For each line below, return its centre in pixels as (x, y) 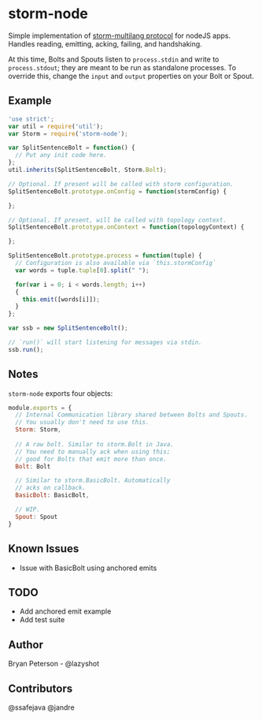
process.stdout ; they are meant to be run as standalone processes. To (122, 67)
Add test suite (42, 620)
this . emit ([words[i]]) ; (61, 299)
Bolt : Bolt (33, 466)
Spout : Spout (37, 517)
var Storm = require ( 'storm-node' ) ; (68, 134)
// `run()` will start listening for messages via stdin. (105, 342)
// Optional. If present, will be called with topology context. (117, 220)
